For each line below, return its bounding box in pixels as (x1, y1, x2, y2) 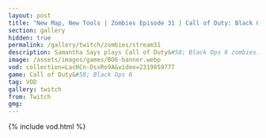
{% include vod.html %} (8, 122, 86, 132)
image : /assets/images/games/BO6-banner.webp (8, 56, 161, 64)
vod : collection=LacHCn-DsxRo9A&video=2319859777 (8, 63, 176, 71)
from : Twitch (8, 93, 51, 101)
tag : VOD (8, 78, 37, 86)
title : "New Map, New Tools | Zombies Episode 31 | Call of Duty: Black (8, 19, 253, 27)
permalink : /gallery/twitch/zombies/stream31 (8, 41, 161, 49)
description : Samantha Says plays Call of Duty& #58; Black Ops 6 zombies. (8, 48, 260, 56)
